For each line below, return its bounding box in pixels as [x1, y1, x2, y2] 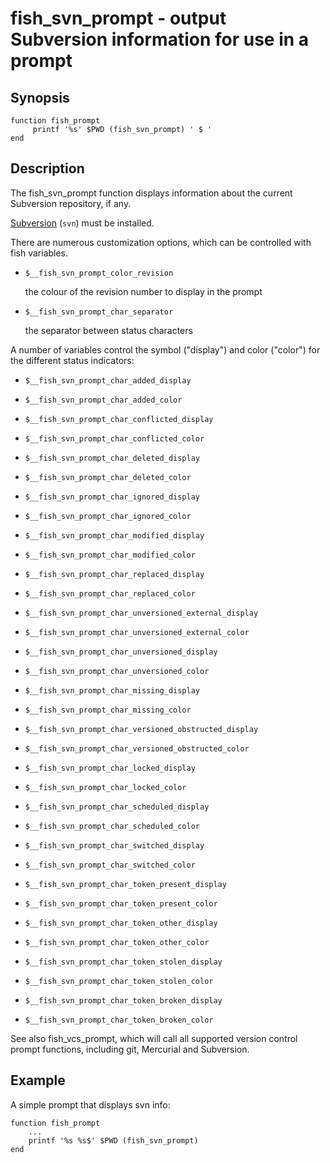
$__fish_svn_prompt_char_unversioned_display [24, 647, 218, 657]
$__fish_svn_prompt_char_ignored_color [24, 511, 192, 521]
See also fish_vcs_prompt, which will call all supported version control [10, 1032, 298, 1044]
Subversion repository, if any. [10, 197, 132, 209]
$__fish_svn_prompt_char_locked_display [24, 763, 196, 773]
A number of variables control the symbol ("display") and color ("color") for [10, 343, 321, 356]
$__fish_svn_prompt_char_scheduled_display [24, 802, 210, 812]
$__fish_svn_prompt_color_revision [24, 268, 174, 278]
